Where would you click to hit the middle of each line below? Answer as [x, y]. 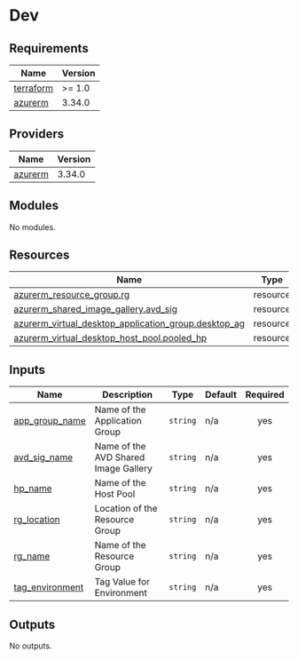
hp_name [33, 489]
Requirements [49, 48]
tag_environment [49, 587]
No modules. [32, 227]
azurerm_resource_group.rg [72, 295]
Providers [37, 134]
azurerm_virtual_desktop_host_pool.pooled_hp [110, 338]
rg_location [37, 520]
